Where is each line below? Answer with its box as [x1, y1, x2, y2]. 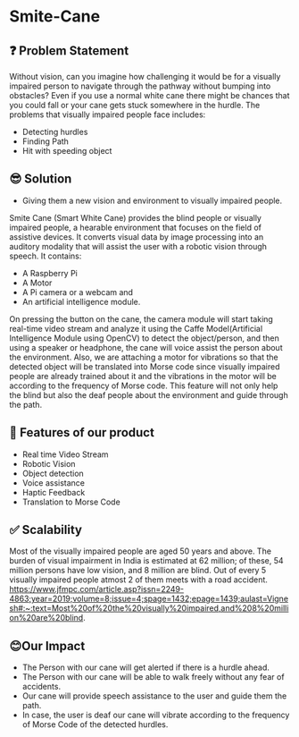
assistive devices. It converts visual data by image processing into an [9, 231, 264, 242]
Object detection [21, 468, 85, 479]
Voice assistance [21, 477, 85, 488]
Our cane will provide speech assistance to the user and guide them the [21, 690, 287, 701]
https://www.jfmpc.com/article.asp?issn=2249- [9, 584, 185, 595]
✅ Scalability [9, 522, 83, 538]
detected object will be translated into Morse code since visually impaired [9, 360, 280, 372]
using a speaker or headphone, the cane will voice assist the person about [9, 342, 283, 352]
